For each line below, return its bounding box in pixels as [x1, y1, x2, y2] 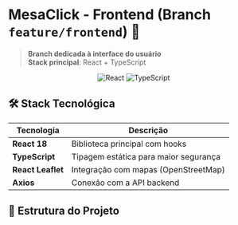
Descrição [128, 124, 169, 136]
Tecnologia [16, 124, 60, 136]
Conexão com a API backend [71, 177, 180, 188]
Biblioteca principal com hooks [71, 138, 187, 149]
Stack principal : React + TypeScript [27, 57, 146, 67]
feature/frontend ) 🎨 [8, 22, 141, 41]
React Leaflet [12, 164, 64, 175]
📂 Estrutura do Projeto [8, 204, 119, 218]
